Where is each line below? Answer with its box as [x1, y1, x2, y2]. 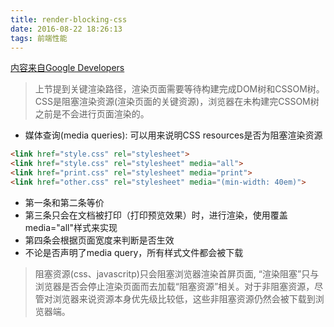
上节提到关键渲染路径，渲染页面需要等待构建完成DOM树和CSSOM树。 [34, 83, 325, 95]
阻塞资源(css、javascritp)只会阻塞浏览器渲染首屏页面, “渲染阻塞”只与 [34, 267, 320, 280]
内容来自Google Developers [10, 62, 125, 74]
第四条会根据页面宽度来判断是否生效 [24, 234, 175, 246]
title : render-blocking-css [10, 14, 128, 25]
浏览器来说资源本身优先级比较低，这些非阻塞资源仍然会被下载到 [52, 292, 316, 305]
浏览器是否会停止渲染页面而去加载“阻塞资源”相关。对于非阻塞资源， [34, 280, 315, 292]
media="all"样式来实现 [24, 221, 118, 233]
